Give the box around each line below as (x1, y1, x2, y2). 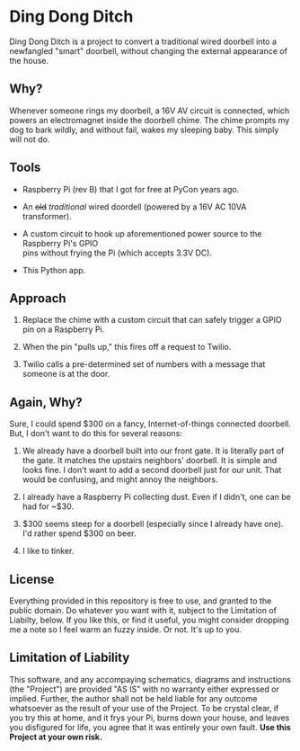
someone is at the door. (22, 369, 110, 380)
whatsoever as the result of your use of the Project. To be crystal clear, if (9, 702, 279, 713)
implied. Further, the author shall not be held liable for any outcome (9, 693, 258, 703)
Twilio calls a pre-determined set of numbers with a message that (22, 359, 266, 370)
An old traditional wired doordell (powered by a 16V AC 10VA (22, 201, 247, 212)
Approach (9, 291, 66, 306)
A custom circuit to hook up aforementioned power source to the (22, 228, 262, 239)
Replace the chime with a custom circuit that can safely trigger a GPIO (22, 315, 282, 326)
